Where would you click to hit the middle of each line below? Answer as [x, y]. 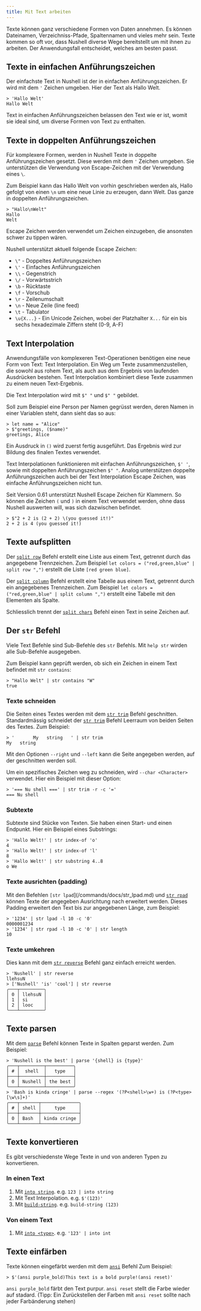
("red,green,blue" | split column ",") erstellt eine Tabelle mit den [91, 594]
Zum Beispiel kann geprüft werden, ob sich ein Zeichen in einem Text [92, 663]
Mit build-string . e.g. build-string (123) [67, 1204]
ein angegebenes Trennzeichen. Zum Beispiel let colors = [79, 587]
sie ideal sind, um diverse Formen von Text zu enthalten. [76, 121]
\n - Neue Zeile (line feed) [47, 306]
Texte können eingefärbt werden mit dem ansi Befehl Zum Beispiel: [89, 1266]
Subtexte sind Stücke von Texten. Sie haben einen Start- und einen [89, 823]
